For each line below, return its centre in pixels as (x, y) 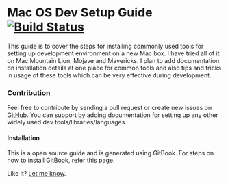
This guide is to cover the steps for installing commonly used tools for (105, 46)
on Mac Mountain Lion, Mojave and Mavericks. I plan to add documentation (113, 60)
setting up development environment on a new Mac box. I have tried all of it (114, 53)
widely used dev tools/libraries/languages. (67, 122)
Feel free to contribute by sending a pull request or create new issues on (110, 108)
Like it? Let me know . (37, 174)
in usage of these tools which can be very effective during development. (109, 75)
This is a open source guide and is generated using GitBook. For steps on (111, 153)
